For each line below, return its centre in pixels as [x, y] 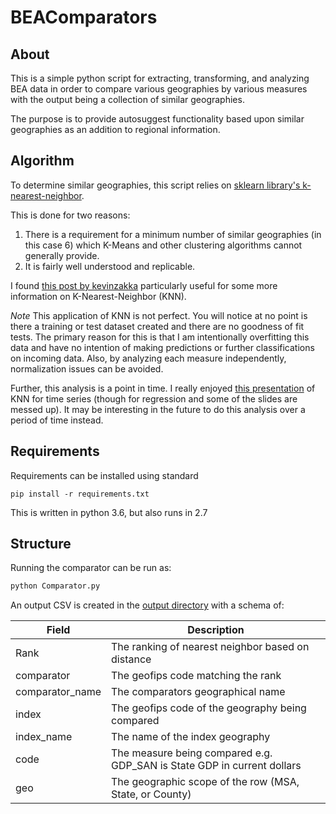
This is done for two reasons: [70, 215]
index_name [44, 737]
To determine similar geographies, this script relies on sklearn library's [155, 185]
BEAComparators [84, 17]
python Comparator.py [55, 586]
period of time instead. [57, 420]
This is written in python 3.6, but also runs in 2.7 [109, 512]
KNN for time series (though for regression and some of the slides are [154, 398]
